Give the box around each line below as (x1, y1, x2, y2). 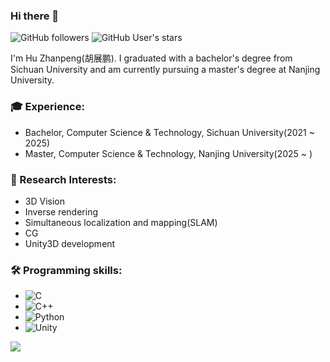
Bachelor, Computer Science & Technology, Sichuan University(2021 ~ (24, 126, 315, 138)
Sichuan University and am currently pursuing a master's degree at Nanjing (10, 64, 321, 76)
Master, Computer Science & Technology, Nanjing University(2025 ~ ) (24, 147, 313, 159)
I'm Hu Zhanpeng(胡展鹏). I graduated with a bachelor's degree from (10, 52, 293, 64)
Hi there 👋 (10, 9, 60, 23)
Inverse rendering (24, 205, 99, 218)
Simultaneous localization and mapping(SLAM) (24, 216, 218, 228)
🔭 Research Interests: (10, 172, 117, 186)
